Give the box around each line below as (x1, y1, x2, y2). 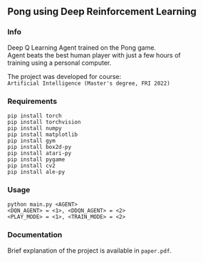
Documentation (7, 230, 63, 240)
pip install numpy (7, 125, 62, 132)
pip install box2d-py (7, 143, 72, 150)
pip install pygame (7, 156, 66, 163)
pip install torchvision (7, 118, 81, 125)
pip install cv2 (7, 162, 56, 169)
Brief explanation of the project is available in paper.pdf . (7, 246, 172, 255)
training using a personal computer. (7, 58, 112, 67)
